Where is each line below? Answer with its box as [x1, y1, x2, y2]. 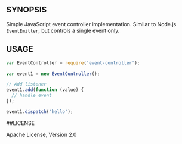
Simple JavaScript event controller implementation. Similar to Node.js [6, 20, 177, 27]
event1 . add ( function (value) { [6, 87, 84, 93]
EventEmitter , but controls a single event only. [6, 27, 120, 34]
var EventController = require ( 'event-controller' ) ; [6, 60, 140, 66]
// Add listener [6, 82, 47, 87]
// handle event [11, 92, 52, 99]
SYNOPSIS [6, 5, 47, 15]
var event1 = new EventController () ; [6, 71, 100, 77]
